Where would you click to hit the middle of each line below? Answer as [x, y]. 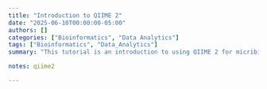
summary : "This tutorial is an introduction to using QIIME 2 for [120, 52]
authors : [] [28, 30]
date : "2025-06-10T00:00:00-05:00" [67, 23]
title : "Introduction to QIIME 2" [66, 15]
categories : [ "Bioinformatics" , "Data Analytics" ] [94, 37]
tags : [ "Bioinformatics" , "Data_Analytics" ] [83, 45]
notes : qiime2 [32, 67]
